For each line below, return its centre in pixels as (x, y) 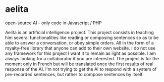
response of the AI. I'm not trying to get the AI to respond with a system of (81, 69)
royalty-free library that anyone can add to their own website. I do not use (81, 48)
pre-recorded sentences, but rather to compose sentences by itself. (74, 74)
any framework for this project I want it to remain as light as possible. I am (81, 53)
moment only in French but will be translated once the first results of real (79, 64)
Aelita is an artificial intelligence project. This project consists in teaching (80, 32)
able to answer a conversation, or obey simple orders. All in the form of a (80, 42)
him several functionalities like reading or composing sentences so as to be (82, 38)
